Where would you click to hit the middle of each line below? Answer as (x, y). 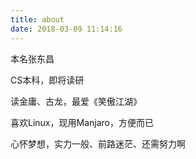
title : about (37, 19)
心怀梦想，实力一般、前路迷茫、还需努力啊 (98, 143)
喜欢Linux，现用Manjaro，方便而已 (82, 122)
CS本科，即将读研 (47, 80)
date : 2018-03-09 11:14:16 (66, 29)
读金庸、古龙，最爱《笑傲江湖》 (76, 101)
